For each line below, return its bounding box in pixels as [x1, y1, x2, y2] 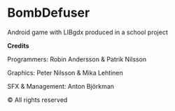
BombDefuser [7, 5, 90, 21]
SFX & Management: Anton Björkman [7, 82, 114, 90]
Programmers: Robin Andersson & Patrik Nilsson [7, 54, 147, 64]
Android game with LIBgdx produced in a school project [7, 28, 168, 36]
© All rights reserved [7, 96, 68, 104]
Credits [7, 41, 29, 50]
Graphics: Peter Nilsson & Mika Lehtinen [7, 68, 124, 77]
